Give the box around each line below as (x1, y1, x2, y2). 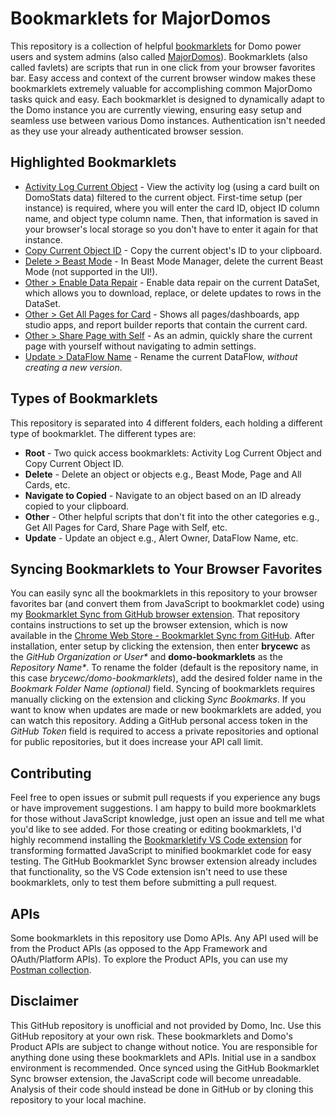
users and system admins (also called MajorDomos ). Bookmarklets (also (10, 50, 308, 62)
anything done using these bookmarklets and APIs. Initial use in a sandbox (10, 1051, 317, 1063)
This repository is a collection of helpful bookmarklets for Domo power (10, 40, 302, 52)
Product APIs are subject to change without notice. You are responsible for (10, 1040, 318, 1052)
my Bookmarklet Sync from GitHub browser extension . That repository (10, 608, 301, 621)
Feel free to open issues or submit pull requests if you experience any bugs (10, 792, 321, 804)
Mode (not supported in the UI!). (24, 265, 158, 277)
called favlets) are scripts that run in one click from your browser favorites (10, 61, 316, 73)
